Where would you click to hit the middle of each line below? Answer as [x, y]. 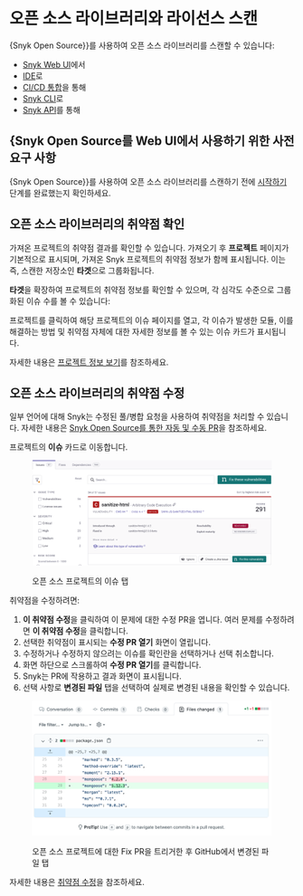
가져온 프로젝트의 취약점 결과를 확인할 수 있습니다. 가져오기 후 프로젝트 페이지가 [149, 248]
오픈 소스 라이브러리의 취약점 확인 [97, 224]
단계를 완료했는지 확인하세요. [60, 193]
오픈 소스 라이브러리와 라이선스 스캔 [133, 19]
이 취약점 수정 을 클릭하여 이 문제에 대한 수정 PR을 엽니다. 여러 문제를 [143, 620]
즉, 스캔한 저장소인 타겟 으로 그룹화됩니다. [82, 270]
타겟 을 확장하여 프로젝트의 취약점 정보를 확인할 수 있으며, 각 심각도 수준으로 [142, 290]
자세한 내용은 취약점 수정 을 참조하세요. [77, 882]
